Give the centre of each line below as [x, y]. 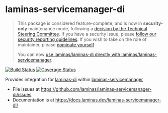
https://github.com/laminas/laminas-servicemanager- [96, 89]
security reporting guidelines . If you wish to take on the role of [82, 39]
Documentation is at [33, 100]
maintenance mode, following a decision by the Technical [88, 28]
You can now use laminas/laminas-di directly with [69, 54]
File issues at [26, 89]
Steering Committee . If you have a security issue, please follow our [87, 34]
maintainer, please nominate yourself [56, 44]
